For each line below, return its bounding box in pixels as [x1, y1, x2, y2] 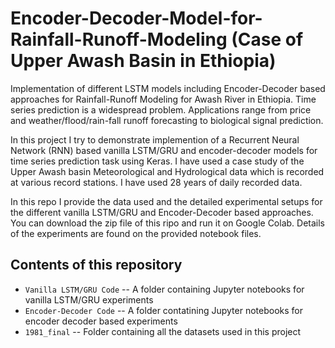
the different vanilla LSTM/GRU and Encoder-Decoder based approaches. [10, 206, 314, 218]
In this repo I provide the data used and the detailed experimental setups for [10, 195, 323, 207]
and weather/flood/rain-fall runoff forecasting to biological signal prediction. [10, 114, 324, 126]
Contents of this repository [10, 257, 183, 274]
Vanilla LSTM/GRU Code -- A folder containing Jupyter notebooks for [24, 283, 305, 295]
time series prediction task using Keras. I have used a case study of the [10, 155, 305, 167]
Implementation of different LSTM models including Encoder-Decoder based [10, 82, 326, 94]
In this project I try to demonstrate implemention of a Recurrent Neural [10, 133, 300, 146]
